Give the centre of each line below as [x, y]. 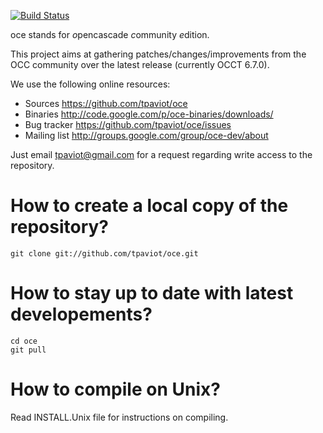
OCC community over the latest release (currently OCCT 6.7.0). [140, 64]
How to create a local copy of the [149, 206]
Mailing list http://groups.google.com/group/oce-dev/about [146, 135]
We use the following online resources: [90, 84]
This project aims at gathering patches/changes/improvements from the [158, 54]
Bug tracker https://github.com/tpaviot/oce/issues [128, 124]
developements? [81, 314]
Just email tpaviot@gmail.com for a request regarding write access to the [161, 154]
